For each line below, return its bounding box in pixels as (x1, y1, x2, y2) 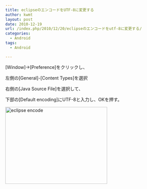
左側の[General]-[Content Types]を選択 (5, 74, 88, 81)
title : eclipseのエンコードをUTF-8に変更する (5, 7, 94, 13)
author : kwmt (5, 12, 33, 17)
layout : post (5, 17, 33, 22)
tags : (5, 41, 17, 46)
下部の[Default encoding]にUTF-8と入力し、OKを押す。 (5, 96, 122, 102)
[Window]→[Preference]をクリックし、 (5, 64, 87, 70)
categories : (5, 31, 31, 36)
